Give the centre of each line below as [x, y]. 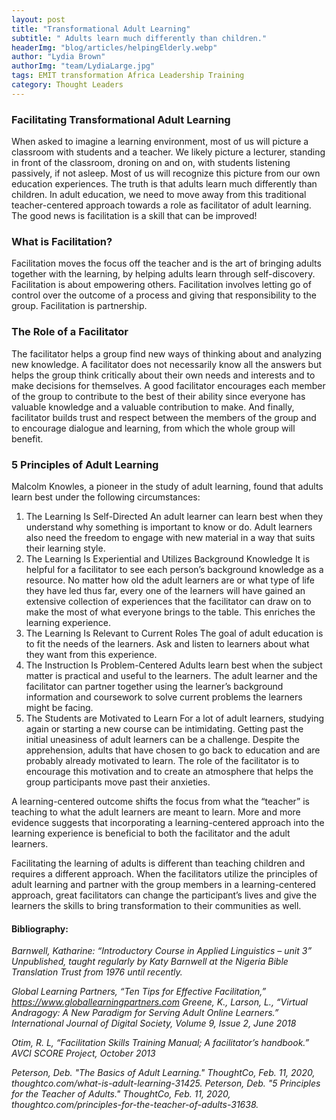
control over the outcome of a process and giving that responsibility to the [164, 295]
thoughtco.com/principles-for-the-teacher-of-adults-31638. [135, 1105]
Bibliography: [40, 928]
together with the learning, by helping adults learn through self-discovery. [163, 274]
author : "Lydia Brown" [58, 57]
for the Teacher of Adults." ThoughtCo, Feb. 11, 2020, [121, 1094]
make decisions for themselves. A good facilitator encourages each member [168, 385]
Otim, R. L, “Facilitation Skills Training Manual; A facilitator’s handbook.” [160, 1043]
